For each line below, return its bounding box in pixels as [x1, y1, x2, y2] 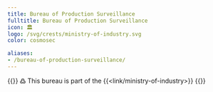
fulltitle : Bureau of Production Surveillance [7, 17, 148, 24]
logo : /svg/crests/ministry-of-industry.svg [7, 30, 142, 38]
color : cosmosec [7, 37, 56, 44]
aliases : [7, 50, 33, 57]
